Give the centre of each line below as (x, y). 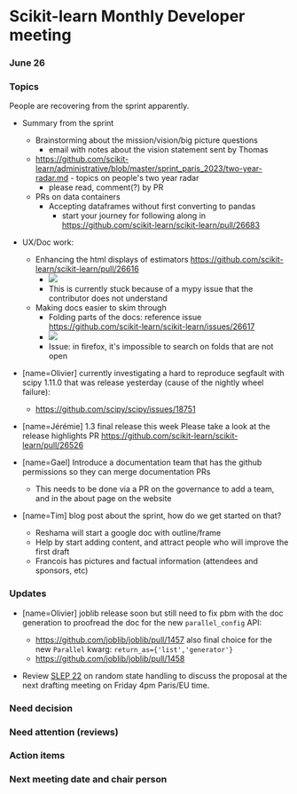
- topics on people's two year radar (135, 178)
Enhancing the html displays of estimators (112, 260)
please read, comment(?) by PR (106, 187)
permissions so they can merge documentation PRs (116, 472)
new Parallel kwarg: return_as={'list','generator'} (134, 649)
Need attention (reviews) (64, 732)
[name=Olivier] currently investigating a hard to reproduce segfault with (153, 373)
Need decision (41, 708)
